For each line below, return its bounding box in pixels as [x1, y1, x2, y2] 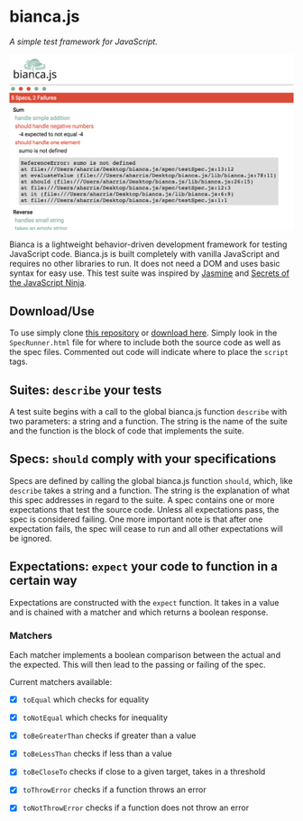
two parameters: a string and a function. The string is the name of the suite [9, 416, 289, 427]
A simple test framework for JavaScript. [9, 36, 158, 47]
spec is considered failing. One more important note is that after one [9, 514, 263, 525]
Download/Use [9, 304, 95, 319]
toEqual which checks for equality [22, 694, 150, 705]
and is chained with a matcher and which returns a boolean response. [9, 607, 269, 617]
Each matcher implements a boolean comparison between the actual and [9, 650, 281, 661]
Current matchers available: [9, 677, 113, 688]
